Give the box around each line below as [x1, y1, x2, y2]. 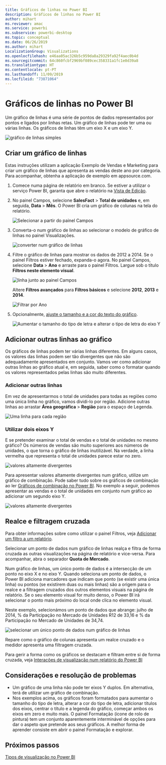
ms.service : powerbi [5, 26, 48, 31]
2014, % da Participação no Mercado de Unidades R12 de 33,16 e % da [5, 612, 150, 618]
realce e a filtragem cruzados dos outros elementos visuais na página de [5, 587, 154, 593]
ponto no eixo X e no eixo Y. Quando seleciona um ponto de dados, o [5, 571, 147, 577]
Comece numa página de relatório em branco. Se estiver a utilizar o [12, 182, 150, 188]
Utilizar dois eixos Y [5, 426, 54, 433]
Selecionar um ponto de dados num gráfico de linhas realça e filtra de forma [5, 545, 161, 551]
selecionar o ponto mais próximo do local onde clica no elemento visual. [5, 597, 153, 603]
